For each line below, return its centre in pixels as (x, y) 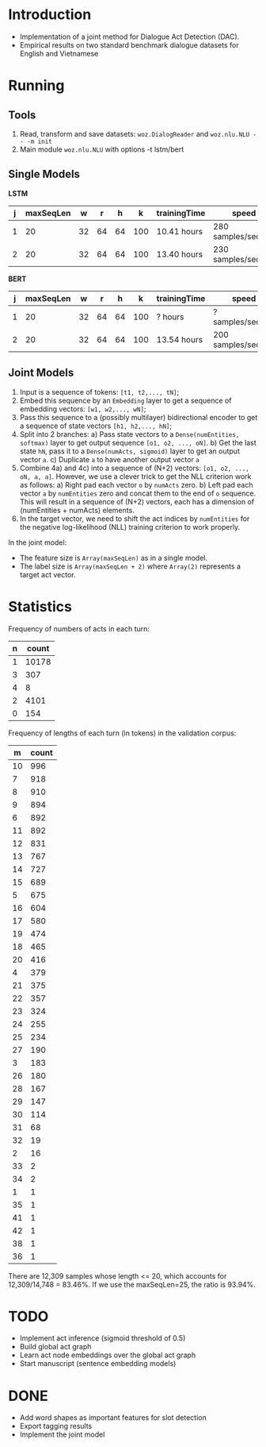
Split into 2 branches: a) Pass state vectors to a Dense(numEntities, (129, 434)
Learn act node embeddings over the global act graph (108, 1355)
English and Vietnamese (59, 53)
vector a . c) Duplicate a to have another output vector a (109, 459)
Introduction (50, 15)
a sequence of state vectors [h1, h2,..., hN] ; (96, 426)
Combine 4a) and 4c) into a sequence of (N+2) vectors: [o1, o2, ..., (134, 468)
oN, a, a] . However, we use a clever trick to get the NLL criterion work (135, 476)
